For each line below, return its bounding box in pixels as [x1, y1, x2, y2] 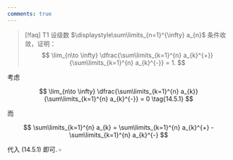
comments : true [7, 10, 52, 18]
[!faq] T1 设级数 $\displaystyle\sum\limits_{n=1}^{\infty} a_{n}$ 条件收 [24, 30, 227, 39]
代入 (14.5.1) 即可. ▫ [7, 145, 61, 154]
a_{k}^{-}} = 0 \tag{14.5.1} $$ [109, 94, 194, 103]
